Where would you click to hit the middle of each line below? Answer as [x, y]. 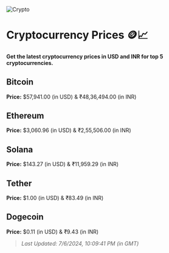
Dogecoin [25, 217]
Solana [20, 149]
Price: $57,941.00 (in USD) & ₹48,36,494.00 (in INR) [71, 97]
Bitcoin [20, 82]
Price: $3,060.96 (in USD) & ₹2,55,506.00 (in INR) [69, 130]
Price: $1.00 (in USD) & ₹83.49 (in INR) [55, 198]
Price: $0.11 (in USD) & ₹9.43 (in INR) [53, 232]
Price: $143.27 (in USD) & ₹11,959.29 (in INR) [63, 164]
